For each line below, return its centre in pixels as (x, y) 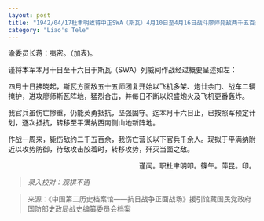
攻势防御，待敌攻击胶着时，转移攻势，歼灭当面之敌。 (108, 149)
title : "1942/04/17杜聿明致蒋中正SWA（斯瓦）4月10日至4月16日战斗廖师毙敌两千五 (129, 23)
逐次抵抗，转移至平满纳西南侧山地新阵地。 (90, 123)
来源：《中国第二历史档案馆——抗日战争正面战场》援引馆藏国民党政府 (139, 199)
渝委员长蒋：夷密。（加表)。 (53, 53)
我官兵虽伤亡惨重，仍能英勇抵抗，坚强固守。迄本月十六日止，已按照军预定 (128, 113)
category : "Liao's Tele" (49, 30)
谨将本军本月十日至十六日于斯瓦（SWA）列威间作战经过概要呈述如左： (123, 70)
